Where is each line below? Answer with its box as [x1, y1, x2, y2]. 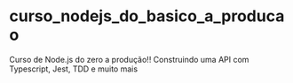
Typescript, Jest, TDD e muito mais [9, 64, 139, 74]
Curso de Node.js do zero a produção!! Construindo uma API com [9, 54, 249, 64]
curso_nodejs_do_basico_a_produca [9, 6, 285, 26]
